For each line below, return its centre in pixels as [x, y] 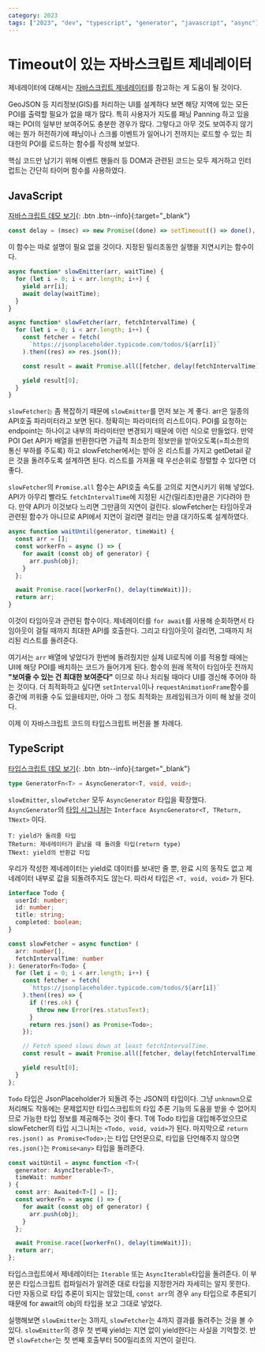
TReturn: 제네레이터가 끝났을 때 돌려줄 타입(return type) [95, 844]
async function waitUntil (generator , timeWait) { [91, 532]
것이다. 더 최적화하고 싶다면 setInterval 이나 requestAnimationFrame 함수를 [133, 687]
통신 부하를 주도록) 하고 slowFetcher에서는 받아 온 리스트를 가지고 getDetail [126, 451]
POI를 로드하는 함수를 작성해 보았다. [84, 144]
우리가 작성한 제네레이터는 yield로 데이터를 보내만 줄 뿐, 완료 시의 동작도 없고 [126, 868]
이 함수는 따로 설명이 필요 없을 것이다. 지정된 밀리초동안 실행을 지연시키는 [121, 247]
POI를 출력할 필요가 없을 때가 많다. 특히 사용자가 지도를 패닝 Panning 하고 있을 [129, 114]
